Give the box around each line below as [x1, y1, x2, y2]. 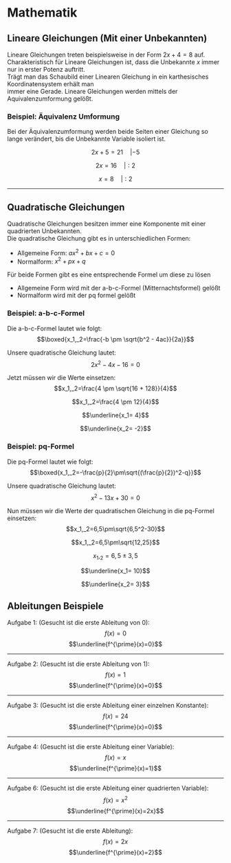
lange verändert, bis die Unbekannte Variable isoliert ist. [7, 135, 166, 143]
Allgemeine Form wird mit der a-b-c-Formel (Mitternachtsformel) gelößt [16, 284, 221, 292]
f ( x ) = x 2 [102, 795, 129, 804]
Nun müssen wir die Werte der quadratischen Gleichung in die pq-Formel [7, 507, 214, 515]
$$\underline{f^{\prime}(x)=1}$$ [69, 764, 162, 772]
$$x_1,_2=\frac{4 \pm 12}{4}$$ [71, 398, 159, 406]
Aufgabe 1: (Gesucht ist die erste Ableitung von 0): [7, 618, 150, 626]
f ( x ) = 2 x [102, 837, 129, 846]
